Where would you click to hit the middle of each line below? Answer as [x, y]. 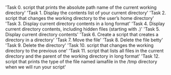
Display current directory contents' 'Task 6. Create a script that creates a [82, 34]
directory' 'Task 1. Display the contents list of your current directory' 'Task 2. [86, 13]
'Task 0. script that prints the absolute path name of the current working [81, 7]
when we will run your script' [36, 67]
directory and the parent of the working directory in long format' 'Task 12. [82, 56]
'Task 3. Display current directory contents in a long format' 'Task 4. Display [85, 23]
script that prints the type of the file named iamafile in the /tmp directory [81, 61]
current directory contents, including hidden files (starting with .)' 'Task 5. [83, 29]
